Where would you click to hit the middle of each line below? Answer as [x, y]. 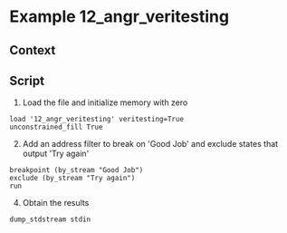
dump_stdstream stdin [50, 219]
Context [33, 50]
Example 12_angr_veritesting [119, 17]
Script [27, 80]
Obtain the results [56, 203]
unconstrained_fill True [56, 127]
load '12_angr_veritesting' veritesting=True [96, 120]
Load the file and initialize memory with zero [105, 102]
